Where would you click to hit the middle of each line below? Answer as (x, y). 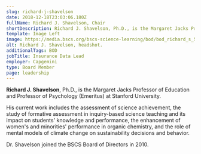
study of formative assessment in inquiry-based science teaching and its (96, 114)
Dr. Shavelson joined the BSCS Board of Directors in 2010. (77, 144)
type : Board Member (31, 67)
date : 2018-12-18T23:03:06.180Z (46, 17)
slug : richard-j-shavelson (40, 12)
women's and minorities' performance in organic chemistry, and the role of (98, 127)
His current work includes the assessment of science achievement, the (94, 107)
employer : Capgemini (32, 61)
